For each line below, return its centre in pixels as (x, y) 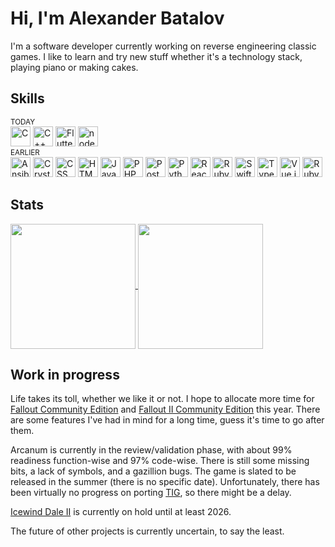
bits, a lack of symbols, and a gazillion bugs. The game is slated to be (153, 471)
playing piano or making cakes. (74, 67)
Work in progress (65, 374)
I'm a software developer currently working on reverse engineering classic (163, 46)
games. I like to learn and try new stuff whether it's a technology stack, (156, 56)
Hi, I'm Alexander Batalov (117, 18)
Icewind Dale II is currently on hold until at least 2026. (121, 512)
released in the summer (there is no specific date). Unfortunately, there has (165, 482)
